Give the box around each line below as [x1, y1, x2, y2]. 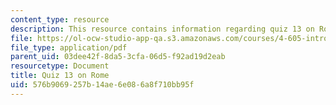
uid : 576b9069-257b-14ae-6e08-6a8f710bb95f [10, 80, 195, 90]
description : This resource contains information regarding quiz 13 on [10, 24, 315, 34]
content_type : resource [10, 14, 110, 25]
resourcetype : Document [10, 61, 110, 71]
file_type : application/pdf [10, 42, 128, 53]
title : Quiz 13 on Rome [10, 71, 110, 81]
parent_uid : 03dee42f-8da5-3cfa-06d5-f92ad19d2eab [10, 52, 226, 62]
